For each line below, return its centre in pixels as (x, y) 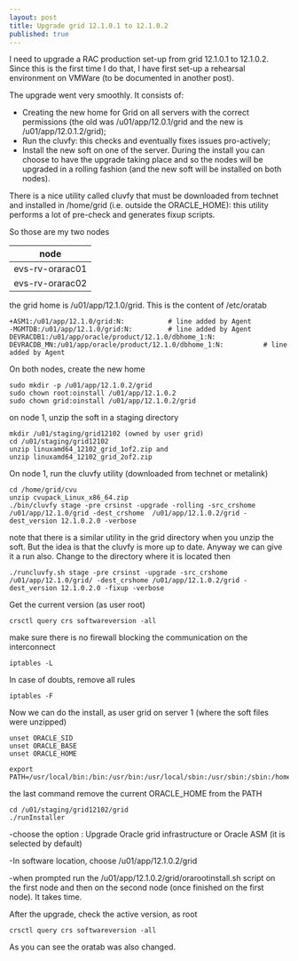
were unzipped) (38, 722)
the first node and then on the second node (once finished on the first (137, 888)
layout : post (33, 17)
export (21, 770)
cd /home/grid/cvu (43, 490)
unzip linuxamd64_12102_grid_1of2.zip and (89, 450)
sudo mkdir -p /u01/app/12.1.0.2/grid (81, 386)
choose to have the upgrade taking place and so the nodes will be (142, 160)
